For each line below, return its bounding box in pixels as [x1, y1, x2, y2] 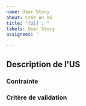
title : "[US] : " [6, 20, 50, 26]
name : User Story [6, 8, 50, 15]
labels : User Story [6, 25, 55, 32]
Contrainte [6, 77, 38, 85]
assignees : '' [6, 31, 42, 38]
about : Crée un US [6, 15, 52, 21]
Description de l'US [6, 59, 81, 70]
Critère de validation [6, 93, 67, 102]
